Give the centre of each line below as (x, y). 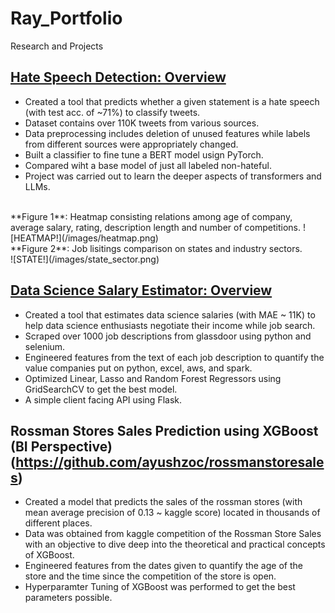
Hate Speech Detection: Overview (118, 77)
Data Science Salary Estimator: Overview (141, 290)
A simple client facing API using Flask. (103, 399)
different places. (58, 523)
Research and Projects (57, 46)
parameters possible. (68, 598)
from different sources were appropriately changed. (131, 144)
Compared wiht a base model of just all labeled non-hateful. (148, 165)
